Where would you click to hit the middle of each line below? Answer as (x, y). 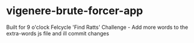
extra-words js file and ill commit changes (58, 33)
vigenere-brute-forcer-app (75, 11)
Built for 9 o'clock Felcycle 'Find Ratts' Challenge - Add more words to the (97, 27)
